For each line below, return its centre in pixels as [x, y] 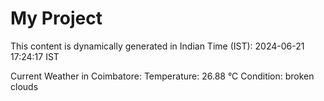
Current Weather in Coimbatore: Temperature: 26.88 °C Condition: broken [162, 76]
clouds [24, 86]
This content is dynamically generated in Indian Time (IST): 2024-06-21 [157, 46]
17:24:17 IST [35, 56]
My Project [56, 18]
